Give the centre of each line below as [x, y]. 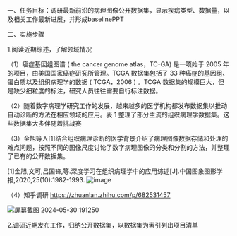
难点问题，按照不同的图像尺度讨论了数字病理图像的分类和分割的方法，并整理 [119, 147]
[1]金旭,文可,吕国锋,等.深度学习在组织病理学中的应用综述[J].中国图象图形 [112, 171]
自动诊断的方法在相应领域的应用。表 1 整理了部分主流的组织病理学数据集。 [115, 114]
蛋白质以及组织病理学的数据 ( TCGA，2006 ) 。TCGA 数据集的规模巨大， [113, 82]
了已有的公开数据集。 [38, 156]
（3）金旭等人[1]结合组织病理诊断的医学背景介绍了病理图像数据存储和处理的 [118, 138]
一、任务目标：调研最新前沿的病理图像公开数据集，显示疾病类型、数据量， [115, 10]
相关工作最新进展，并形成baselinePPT [69, 19]
